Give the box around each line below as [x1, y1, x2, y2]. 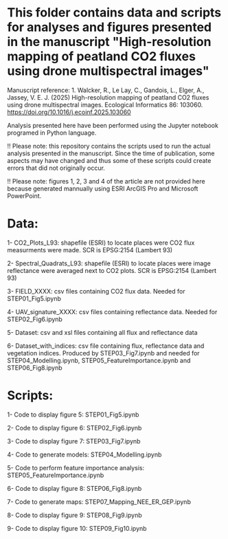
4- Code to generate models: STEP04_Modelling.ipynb [7, 450, 162, 459]
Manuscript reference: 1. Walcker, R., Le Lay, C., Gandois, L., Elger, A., [7, 86, 205, 94]
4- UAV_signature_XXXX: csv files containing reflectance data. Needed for [7, 307, 218, 316]
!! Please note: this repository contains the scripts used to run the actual [7, 142, 211, 150]
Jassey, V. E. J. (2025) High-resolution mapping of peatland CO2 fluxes [7, 93, 209, 101]
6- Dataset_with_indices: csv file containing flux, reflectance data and [7, 342, 205, 350]
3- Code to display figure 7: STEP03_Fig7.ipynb [7, 437, 141, 445]
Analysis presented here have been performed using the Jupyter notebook [7, 121, 218, 129]
